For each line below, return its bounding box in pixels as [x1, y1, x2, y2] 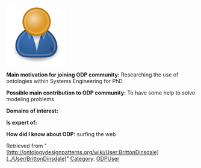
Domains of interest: [6, 107, 58, 114]
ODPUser [96, 155, 120, 162]
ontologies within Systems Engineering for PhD [6, 78, 123, 84]
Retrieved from [6, 142, 43, 149]
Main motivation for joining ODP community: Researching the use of [6, 71, 179, 78]
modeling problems [6, 96, 54, 102]
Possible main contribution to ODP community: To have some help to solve [6, 89, 196, 96]
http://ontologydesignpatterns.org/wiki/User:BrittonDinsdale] [8, 149, 159, 155]
